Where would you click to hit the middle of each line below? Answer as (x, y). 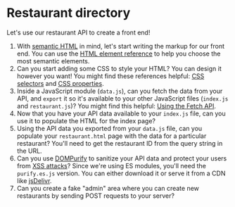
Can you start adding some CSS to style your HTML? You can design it (119, 68)
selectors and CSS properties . (60, 83)
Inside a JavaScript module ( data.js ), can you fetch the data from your (120, 91)
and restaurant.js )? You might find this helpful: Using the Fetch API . (116, 106)
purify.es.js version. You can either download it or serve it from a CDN (121, 173)
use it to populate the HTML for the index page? (86, 120)
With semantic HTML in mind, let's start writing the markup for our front (120, 46)
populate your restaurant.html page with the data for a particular (112, 136)
